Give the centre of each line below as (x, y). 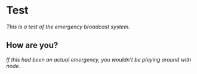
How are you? (32, 45)
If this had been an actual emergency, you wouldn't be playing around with (99, 59)
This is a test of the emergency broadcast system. (68, 27)
